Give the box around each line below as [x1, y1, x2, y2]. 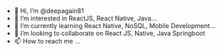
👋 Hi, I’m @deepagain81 [14, 7, 84, 15]
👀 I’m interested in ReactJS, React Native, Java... [14, 14, 157, 22]
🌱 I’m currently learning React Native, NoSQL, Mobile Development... [14, 22, 216, 30]
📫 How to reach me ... [14, 37, 80, 45]
